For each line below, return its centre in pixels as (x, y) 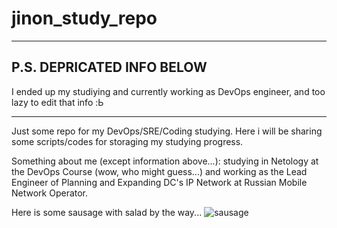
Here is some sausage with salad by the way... (107, 212)
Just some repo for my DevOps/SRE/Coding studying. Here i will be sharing (167, 131)
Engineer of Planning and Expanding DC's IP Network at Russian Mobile (159, 182)
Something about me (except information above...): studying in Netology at (165, 161)
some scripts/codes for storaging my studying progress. (127, 141)
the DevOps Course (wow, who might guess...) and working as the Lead (159, 171)
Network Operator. (50, 193)
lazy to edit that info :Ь (57, 102)
